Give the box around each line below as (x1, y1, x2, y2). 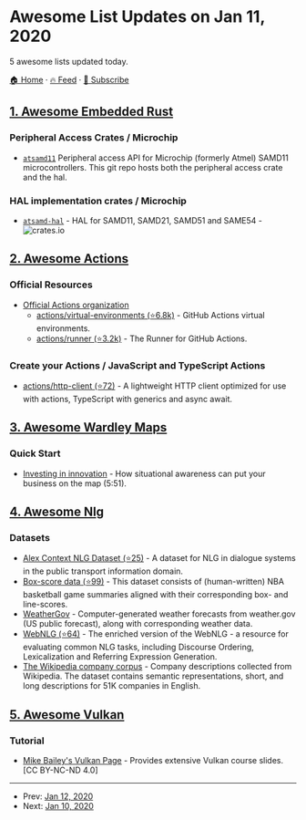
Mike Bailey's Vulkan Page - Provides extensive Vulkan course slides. (22, 754, 284, 765)
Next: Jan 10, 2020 (22, 800, 94, 811)
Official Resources (9, 278, 93, 291)
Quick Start (9, 447, 61, 460)
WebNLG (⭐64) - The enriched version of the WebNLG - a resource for (22, 628, 289, 639)
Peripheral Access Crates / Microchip (9, 131, 178, 144)
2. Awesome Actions (9, 251, 129, 266)
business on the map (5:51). (22, 477, 127, 489)
